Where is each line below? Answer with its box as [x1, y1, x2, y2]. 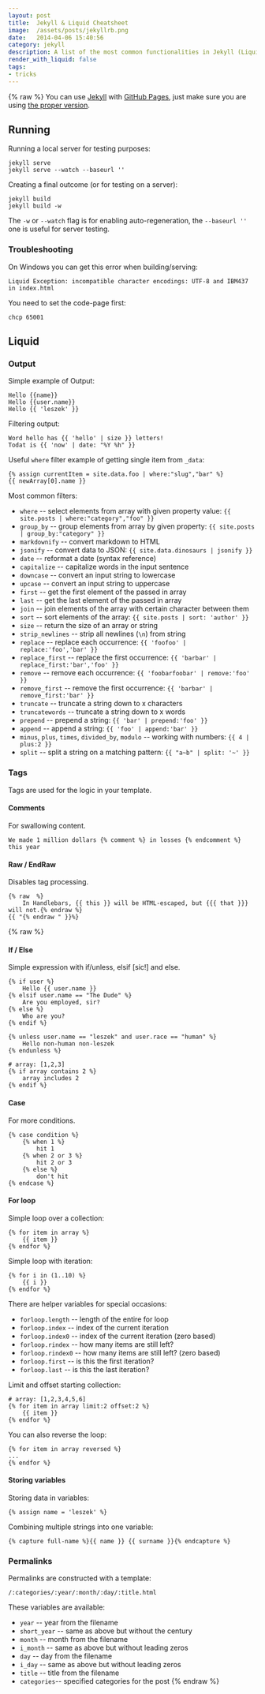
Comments [8, 803, 46, 813]
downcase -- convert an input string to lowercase [19, 570, 176, 580]
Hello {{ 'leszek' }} [8, 406, 80, 413]
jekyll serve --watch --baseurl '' [8, 166, 125, 174]
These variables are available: [8, 1602, 105, 1612]
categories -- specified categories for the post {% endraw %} [19, 1677, 219, 1686]
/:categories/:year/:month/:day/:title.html [8, 1589, 157, 1597]
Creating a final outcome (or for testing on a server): [8, 180, 178, 189]
